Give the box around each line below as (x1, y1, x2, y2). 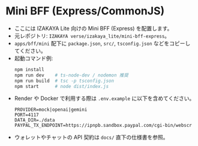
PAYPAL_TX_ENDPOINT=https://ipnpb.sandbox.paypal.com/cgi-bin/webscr (14, 123, 193, 129)
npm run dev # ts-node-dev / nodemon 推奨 (14, 72, 128, 78)
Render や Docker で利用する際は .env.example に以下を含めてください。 (14, 95, 195, 102)
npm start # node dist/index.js (14, 83, 109, 89)
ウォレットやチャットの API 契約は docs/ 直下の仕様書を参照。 (14, 133, 169, 141)
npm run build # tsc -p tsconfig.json (14, 78, 115, 84)
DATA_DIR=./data (14, 117, 55, 123)
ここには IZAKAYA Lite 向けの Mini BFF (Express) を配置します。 (14, 25, 173, 32)
